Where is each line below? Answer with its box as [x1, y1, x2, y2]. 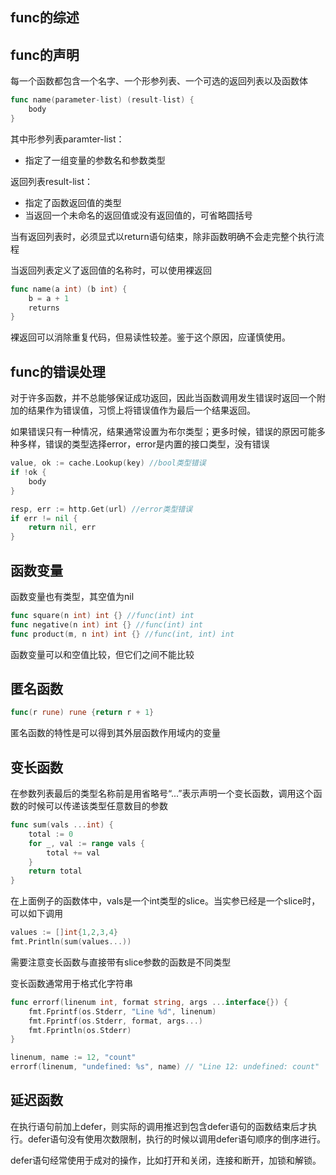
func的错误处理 [10, 363, 106, 380]
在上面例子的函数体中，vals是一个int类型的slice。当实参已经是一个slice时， [10, 895, 321, 907]
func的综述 [10, 9, 80, 27]
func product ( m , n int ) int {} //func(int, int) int [10, 629, 235, 639]
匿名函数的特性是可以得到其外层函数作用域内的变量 [10, 727, 221, 739]
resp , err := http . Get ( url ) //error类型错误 [10, 504, 193, 514]
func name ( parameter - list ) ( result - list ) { [10, 95, 195, 105]
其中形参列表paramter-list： [10, 133, 125, 145]
